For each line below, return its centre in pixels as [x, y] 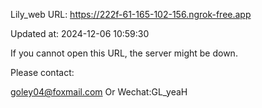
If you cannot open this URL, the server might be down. [124, 53]
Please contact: [42, 72]
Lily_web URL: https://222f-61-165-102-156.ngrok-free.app [131, 14]
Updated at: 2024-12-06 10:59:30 [80, 33]
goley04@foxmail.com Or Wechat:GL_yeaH [99, 92]
